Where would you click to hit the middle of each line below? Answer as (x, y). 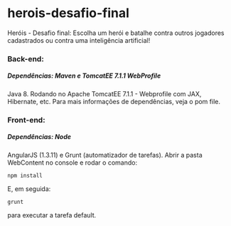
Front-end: (26, 120)
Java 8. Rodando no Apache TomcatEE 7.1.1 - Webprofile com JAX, (104, 93)
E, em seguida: (29, 189)
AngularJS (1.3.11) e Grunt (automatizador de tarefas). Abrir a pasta (105, 155)
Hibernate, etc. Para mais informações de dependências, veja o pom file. (114, 101)
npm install (25, 175)
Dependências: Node (39, 137)
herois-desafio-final (69, 13)
